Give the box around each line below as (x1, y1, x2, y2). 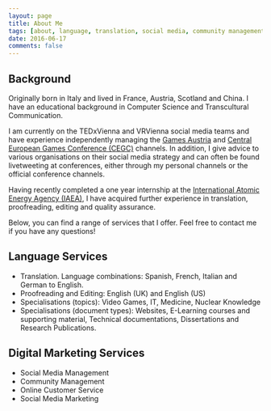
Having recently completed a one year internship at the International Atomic (8, 184, 260, 194)
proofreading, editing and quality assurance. (8, 201, 156, 211)
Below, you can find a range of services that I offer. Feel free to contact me (8, 218, 257, 227)
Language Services (8, 250, 108, 264)
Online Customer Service (19, 385, 104, 395)
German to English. (19, 280, 84, 290)
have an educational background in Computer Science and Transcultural (8, 102, 249, 112)
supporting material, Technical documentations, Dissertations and (19, 314, 240, 324)
